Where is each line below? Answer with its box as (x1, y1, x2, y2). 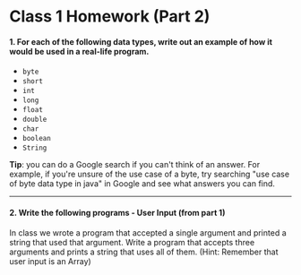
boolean (21, 134, 51, 143)
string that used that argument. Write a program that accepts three (9, 236, 255, 247)
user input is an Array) (9, 255, 91, 266)
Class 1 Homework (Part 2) (9, 6, 211, 27)
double (21, 115, 47, 125)
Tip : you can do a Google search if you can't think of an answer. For (9, 159, 261, 170)
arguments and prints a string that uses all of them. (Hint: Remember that (9, 246, 279, 257)
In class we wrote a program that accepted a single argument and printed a (9, 227, 287, 238)
